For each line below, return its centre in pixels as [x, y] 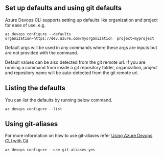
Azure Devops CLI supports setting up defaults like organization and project [81, 20]
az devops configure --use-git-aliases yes [50, 150]
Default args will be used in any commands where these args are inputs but [81, 47]
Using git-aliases [32, 124]
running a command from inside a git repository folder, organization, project [81, 67]
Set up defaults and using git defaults [63, 8]
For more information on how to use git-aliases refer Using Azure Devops [79, 136]
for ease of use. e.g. [25, 25]
